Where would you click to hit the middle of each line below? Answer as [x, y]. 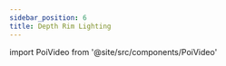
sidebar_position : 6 [49, 18]
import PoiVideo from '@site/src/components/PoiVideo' [113, 52]
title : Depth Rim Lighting [60, 26]
